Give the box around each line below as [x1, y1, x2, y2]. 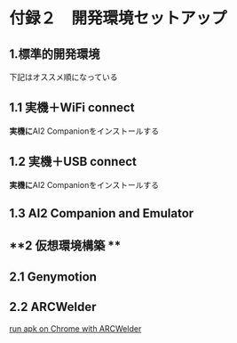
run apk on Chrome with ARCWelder [9, 323, 142, 334]
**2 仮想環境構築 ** [9, 238, 122, 254]
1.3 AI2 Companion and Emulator [9, 206, 194, 221]
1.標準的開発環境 [9, 46, 100, 61]
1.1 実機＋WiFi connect [9, 100, 135, 116]
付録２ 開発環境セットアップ [9, 8, 228, 29]
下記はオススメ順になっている [9, 72, 118, 82]
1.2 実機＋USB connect [9, 154, 138, 169]
